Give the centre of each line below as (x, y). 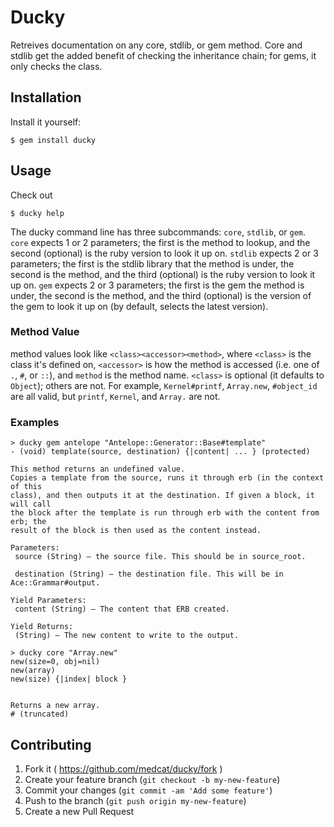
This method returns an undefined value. (98, 469)
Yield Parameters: (48, 601)
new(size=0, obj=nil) (55, 662)
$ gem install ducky (53, 140)
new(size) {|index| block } (69, 679)
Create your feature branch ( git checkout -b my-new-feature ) (152, 779)
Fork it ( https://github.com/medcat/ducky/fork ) (123, 768)
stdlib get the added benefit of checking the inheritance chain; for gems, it (163, 55)
